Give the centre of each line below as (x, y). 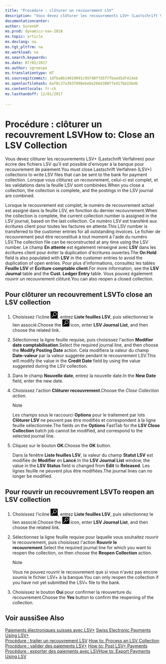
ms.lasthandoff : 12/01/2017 (34, 94)
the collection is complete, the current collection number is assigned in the (81, 216)
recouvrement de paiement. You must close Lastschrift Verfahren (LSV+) (79, 169)
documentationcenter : (27, 21)
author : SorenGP (22, 26)
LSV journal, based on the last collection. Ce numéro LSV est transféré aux (81, 221)
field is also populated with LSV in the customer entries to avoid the (74, 258)
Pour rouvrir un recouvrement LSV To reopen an (80, 492)
